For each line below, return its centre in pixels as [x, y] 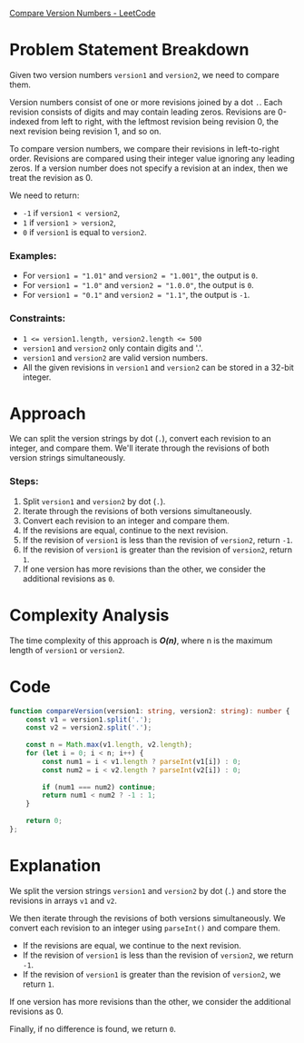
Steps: [24, 482]
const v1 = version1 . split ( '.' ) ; [89, 720]
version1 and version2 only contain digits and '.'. [113, 348]
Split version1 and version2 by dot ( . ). [94, 501]
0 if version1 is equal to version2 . [84, 232]
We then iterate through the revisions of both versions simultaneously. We [147, 918]
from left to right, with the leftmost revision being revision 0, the [160, 121]
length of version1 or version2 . [67, 650]
